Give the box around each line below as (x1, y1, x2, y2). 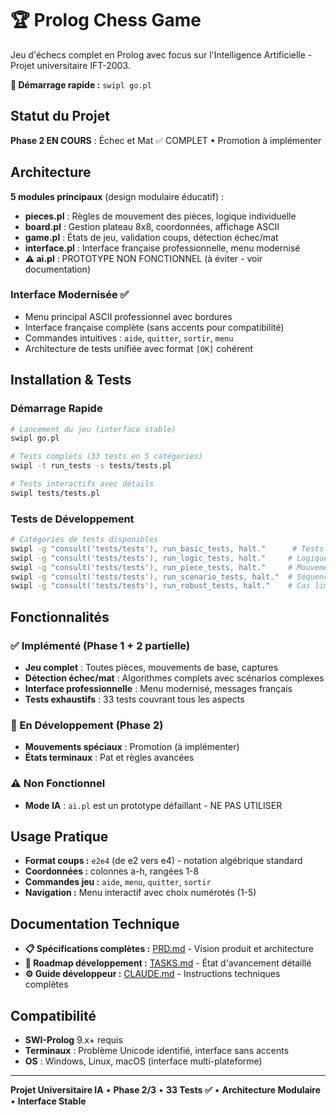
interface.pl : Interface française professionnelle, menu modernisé (24, 242, 301, 254)
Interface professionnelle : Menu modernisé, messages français (24, 683, 293, 695)
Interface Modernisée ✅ (10, 288, 130, 302)
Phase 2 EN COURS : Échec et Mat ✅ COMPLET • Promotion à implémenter (10, 134, 322, 146)
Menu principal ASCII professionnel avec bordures (24, 310, 233, 322)
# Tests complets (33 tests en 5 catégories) (10, 452, 203, 462)
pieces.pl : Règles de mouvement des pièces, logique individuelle (24, 210, 297, 222)
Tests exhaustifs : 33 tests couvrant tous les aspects (24, 693, 245, 706)
